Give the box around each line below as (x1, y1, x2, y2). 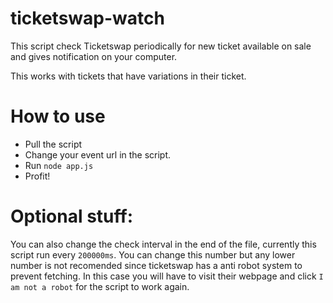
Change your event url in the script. (24, 148, 172, 161)
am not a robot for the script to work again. (10, 280, 190, 292)
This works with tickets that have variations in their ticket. (10, 70, 247, 82)
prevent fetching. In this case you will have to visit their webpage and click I (10, 270, 324, 282)
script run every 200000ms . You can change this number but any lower (10, 248, 296, 261)
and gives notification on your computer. (10, 50, 178, 62)
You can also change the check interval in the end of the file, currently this (10, 238, 317, 250)
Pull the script (24, 138, 83, 150)
